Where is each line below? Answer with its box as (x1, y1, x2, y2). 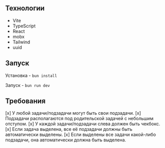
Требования (5, 97, 46, 106)
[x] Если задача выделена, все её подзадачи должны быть (5, 126, 133, 132)
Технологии (5, 4, 45, 13)
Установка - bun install (5, 72, 57, 78)
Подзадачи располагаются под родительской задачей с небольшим (5, 116, 153, 122)
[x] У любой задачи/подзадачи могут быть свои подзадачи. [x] (5, 110, 141, 116)
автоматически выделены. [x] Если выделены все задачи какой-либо (5, 131, 156, 138)
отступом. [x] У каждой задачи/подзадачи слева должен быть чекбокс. (5, 121, 160, 127)
